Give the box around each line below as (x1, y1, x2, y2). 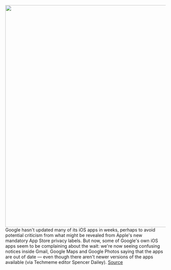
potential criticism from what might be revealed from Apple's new (5, 232, 142, 238)
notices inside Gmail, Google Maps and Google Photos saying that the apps (5, 249, 163, 254)
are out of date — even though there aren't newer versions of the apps (5, 254, 154, 260)
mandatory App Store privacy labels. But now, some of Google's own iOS (5, 238, 158, 244)
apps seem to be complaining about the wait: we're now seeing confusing (5, 243, 160, 249)
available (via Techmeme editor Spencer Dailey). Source (5, 259, 123, 265)
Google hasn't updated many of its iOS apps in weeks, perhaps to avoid (5, 227, 156, 233)
